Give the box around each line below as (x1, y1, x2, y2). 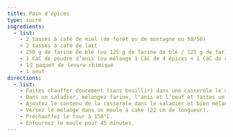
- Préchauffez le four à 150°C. (19, 113, 113, 120)
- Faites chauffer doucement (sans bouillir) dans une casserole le (19, 87, 222, 94)
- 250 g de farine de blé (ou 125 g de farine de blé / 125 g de (19, 49, 213, 56)
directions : (7, 74, 42, 82)
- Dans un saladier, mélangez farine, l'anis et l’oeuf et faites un (19, 94, 225, 101)
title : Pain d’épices (7, 10, 70, 17)
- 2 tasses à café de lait (19, 42, 98, 49)
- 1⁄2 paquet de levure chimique (19, 62, 114, 68)
